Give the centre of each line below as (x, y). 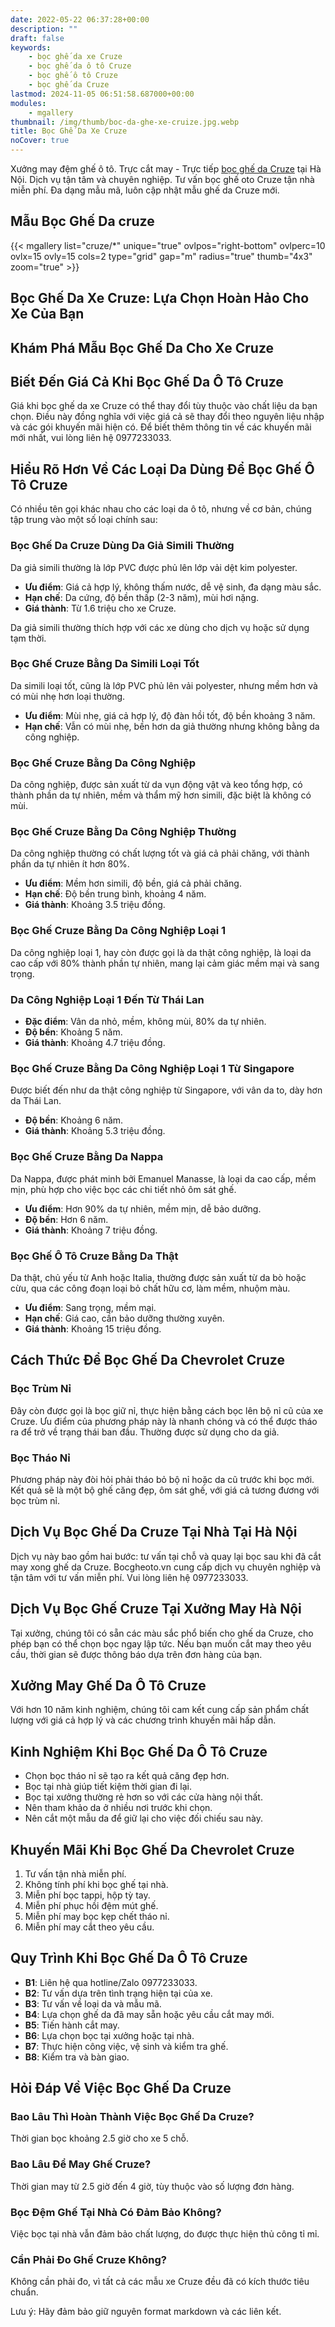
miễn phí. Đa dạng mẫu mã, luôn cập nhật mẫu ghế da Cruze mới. (145, 190)
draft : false (37, 38)
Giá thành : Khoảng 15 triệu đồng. (93, 1328)
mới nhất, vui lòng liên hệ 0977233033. (91, 438)
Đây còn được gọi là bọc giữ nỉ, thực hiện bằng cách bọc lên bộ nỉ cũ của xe (167, 1410)
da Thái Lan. (36, 1101)
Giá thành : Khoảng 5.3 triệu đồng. (95, 1131)
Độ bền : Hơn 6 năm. (66, 1219)
